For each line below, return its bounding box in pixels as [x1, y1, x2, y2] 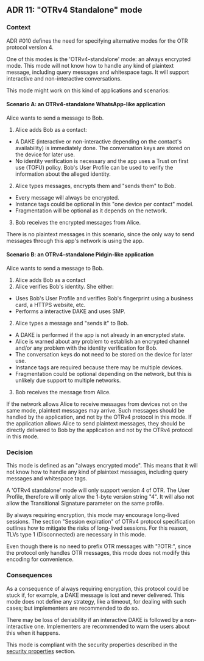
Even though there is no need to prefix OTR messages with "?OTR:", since [6, 543, 192, 550]
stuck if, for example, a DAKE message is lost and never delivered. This [6, 591, 185, 599]
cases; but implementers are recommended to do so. [6, 604, 139, 612]
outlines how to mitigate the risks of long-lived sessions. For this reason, [6, 524, 188, 532]
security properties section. [6, 647, 76, 655]
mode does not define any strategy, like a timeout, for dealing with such [6, 598, 186, 605]
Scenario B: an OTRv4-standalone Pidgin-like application [6, 251, 154, 258]
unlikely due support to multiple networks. [15, 377, 121, 384]
